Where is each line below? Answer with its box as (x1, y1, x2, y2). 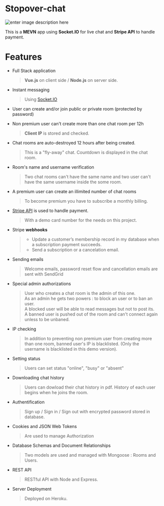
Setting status (12, 356, 41, 361)
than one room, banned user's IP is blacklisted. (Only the (24, 341, 139, 347)
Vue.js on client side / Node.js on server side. (24, 77, 118, 83)
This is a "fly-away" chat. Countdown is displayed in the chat (24, 149, 148, 155)
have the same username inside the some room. (24, 179, 122, 185)
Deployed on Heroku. (24, 495, 68, 501)
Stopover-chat (5, 3, 66, 14)
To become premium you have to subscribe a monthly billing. (24, 198, 148, 204)
